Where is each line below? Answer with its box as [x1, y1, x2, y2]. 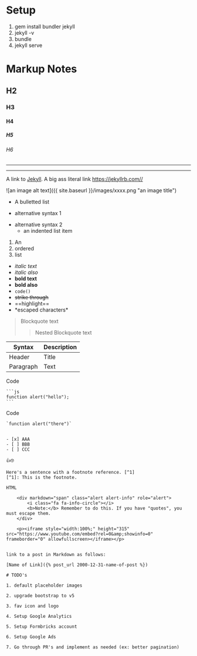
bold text [14, 275, 37, 282]
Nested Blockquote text [35, 329, 92, 336]
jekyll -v [14, 29, 34, 36]
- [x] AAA [6, 436, 30, 442]
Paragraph [9, 362, 38, 370]
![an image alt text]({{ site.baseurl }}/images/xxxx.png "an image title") [6, 186, 177, 194]
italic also [14, 269, 38, 276]
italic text [14, 262, 37, 269]
